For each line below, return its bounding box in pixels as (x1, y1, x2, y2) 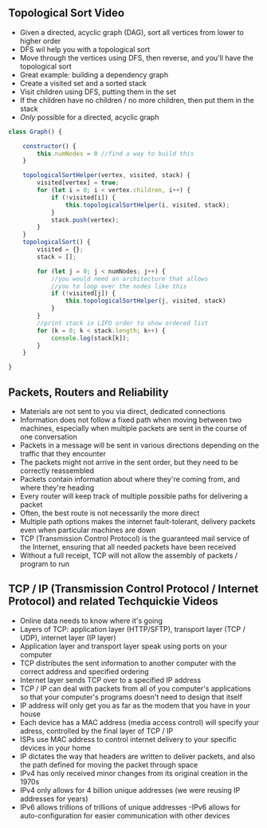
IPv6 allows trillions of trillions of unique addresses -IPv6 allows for (19, 802, 241, 812)
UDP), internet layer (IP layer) (19, 633, 116, 642)
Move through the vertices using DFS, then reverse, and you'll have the (19, 53, 253, 62)
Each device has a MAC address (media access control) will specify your (19, 717, 260, 727)
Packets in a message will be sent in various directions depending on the (19, 440, 259, 450)
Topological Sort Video (8, 6, 125, 20)
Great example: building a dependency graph (19, 69, 169, 79)
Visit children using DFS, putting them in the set (19, 87, 177, 97)
